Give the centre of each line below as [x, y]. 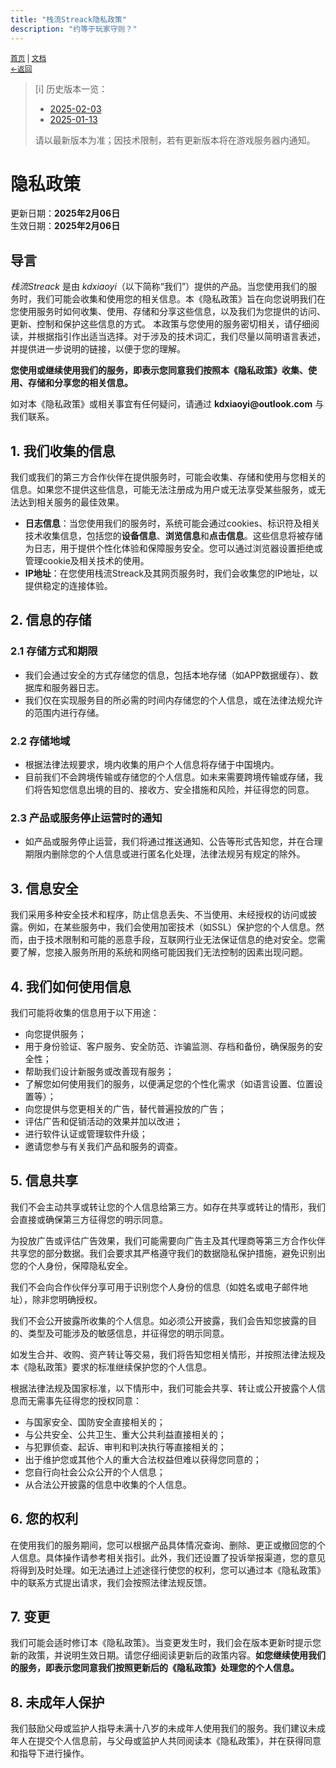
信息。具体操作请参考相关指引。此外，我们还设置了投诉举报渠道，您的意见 [172, 1557]
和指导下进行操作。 [50, 1753]
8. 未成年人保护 [57, 1702]
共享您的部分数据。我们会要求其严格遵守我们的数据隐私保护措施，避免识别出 [168, 1253]
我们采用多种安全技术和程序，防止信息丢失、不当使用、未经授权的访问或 [159, 915]
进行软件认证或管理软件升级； [86, 1133]
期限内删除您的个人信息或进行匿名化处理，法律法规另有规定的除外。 [165, 854]
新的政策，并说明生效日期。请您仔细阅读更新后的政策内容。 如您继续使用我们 [168, 1655]
